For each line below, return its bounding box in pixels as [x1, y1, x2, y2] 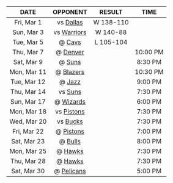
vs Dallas [57, 18, 83, 26]
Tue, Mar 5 [12, 38, 44, 46]
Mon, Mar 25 [9, 147, 47, 155]
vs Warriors [53, 28, 87, 36]
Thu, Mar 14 [10, 88, 46, 96]
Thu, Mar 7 [12, 48, 44, 56]
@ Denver [56, 48, 84, 56]
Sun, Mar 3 [12, 28, 44, 36]
